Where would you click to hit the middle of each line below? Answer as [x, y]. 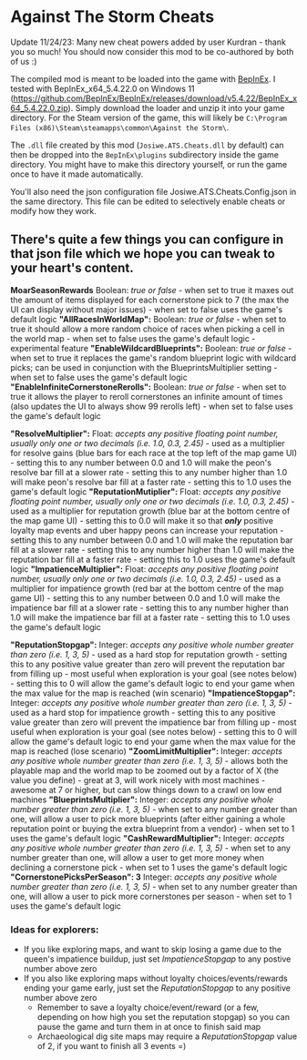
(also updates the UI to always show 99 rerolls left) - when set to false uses [152, 406]
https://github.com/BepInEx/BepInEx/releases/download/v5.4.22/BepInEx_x [155, 98]
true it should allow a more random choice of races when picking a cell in [148, 329]
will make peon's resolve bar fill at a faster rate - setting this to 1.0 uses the [151, 482]
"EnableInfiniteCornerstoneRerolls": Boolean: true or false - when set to [148, 387]
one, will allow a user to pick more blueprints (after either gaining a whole [148, 819]
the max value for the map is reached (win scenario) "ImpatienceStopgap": [153, 693]
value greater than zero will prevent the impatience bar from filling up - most [153, 722]
